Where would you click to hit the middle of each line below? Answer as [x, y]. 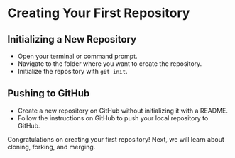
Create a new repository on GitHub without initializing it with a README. [123, 111]
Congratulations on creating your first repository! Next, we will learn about [116, 139]
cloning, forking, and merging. [51, 147]
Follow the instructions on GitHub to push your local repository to [113, 118]
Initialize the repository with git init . [72, 71]
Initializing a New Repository [72, 39]
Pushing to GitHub [49, 94]
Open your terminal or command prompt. [77, 56]
